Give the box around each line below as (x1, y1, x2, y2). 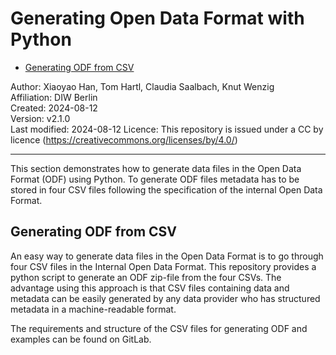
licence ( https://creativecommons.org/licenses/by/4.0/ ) (10, 133, 238, 146)
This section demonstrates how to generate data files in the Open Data (10, 162, 302, 174)
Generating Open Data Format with (10, 7, 305, 30)
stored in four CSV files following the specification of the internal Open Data (10, 183, 323, 196)
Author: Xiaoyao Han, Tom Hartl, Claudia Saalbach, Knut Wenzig (10, 80, 275, 92)
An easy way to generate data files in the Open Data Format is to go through (10, 250, 324, 262)
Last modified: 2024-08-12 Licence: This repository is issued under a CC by (10, 123, 324, 135)
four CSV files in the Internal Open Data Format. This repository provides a (10, 260, 317, 272)
